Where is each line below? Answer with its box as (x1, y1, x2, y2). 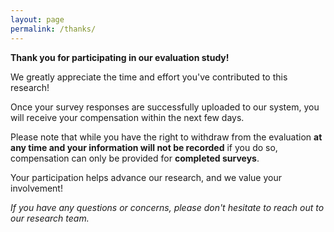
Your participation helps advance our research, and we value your (10, 171, 282, 183)
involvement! (10, 182, 63, 194)
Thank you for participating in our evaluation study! (10, 51, 230, 63)
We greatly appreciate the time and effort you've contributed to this (10, 71, 288, 83)
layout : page (10, 14, 65, 25)
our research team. (10, 212, 90, 224)
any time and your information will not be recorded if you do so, (10, 141, 278, 153)
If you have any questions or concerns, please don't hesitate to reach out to (10, 201, 325, 213)
